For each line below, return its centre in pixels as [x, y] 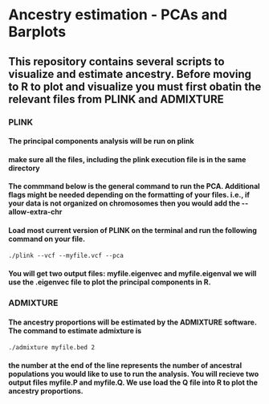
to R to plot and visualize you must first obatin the [135, 86]
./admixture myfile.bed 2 [51, 348]
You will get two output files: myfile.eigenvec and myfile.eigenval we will [132, 274]
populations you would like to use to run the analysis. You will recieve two [134, 373]
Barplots [37, 32]
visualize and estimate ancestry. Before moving [130, 74]
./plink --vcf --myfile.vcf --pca [66, 256]
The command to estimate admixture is [75, 330]
